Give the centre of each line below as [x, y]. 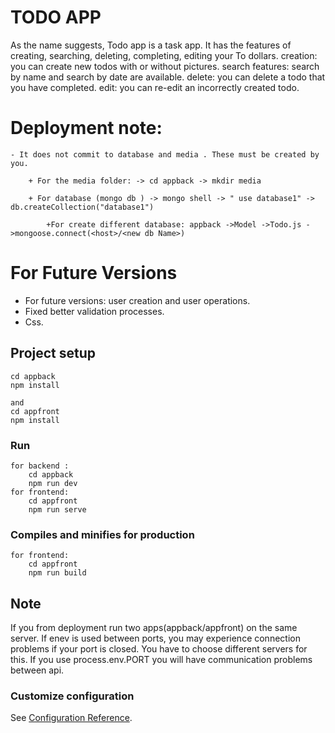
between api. [37, 670]
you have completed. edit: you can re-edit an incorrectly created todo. [155, 87]
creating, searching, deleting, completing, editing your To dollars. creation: [164, 55]
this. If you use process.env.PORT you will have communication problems [161, 660]
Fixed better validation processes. [94, 311]
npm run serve [57, 509]
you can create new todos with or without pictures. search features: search [165, 66]
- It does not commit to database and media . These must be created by [165, 154]
